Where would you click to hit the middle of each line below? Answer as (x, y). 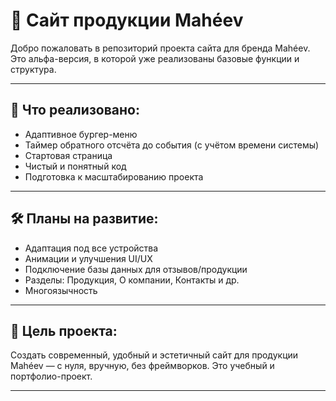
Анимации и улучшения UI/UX (88, 258)
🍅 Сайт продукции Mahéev (127, 20)
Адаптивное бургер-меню (81, 134)
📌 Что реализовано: (75, 110)
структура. (33, 69)
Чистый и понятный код (75, 166)
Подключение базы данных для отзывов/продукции (136, 269)
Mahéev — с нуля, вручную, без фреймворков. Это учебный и (142, 366)
